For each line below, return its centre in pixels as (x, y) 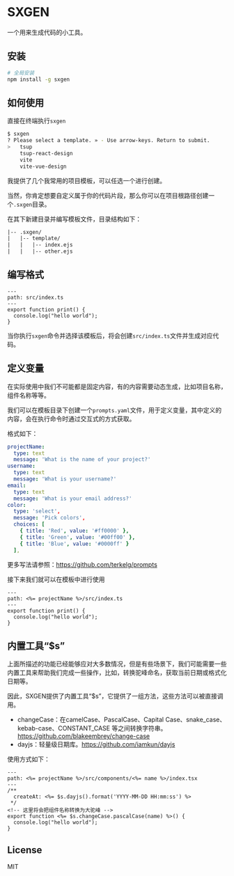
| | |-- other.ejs (40, 251)
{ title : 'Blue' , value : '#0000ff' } (75, 544)
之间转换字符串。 (142, 728)
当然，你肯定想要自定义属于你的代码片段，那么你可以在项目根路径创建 (108, 195)
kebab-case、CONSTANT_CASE (63, 728)
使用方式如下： (29, 759)
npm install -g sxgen (39, 79)
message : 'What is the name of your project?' (82, 460)
